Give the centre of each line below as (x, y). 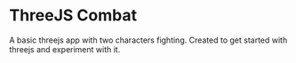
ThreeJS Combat (73, 16)
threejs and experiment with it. (65, 49)
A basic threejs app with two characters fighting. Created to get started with (148, 40)
